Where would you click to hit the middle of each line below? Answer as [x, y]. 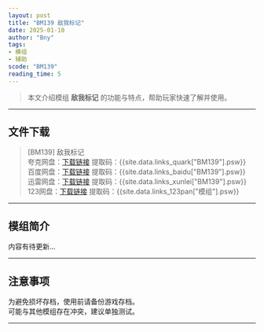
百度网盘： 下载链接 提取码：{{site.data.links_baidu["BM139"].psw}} [136, 172]
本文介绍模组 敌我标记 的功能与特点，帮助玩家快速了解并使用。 [129, 97]
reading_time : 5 [35, 74]
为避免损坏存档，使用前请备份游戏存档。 [73, 302]
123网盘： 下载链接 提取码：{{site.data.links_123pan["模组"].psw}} [133, 192]
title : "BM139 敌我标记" [46, 23]
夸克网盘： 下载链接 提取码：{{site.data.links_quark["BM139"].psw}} [136, 162]
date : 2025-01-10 [37, 30]
